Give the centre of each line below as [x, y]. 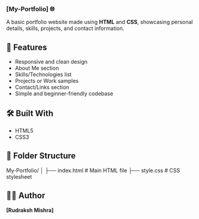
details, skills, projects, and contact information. [65, 28]
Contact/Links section [42, 87]
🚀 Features [27, 47]
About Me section [37, 68]
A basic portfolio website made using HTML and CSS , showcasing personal [99, 22]
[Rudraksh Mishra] [30, 210]
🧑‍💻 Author [26, 196]
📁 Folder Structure [41, 156]
